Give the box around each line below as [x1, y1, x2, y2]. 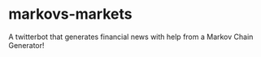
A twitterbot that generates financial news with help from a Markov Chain [8, 32, 254, 42]
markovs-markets [8, 5, 133, 24]
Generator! [8, 40, 45, 50]
